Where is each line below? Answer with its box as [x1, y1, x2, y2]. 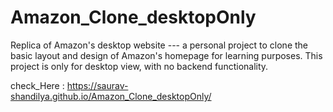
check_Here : [10, 79, 65, 91]
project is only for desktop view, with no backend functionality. [10, 60, 269, 72]
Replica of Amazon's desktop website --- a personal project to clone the [10, 39, 309, 51]
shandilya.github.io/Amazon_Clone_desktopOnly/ [10, 90, 212, 102]
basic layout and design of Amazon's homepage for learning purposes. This [10, 49, 323, 61]
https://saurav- [66, 79, 129, 91]
